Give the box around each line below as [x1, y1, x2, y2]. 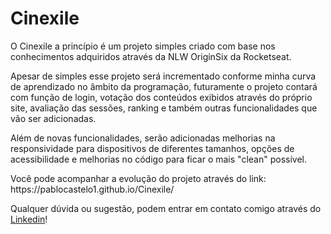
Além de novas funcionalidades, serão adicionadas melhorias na [10, 132, 276, 144]
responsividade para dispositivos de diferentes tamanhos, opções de [10, 142, 295, 154]
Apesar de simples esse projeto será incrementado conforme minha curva [10, 70, 317, 82]
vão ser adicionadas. [10, 112, 97, 124]
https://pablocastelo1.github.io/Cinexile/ [10, 183, 175, 195]
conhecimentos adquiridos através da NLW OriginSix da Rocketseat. [10, 50, 292, 62]
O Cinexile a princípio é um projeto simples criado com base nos [10, 40, 276, 52]
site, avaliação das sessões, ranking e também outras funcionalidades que [10, 102, 318, 114]
